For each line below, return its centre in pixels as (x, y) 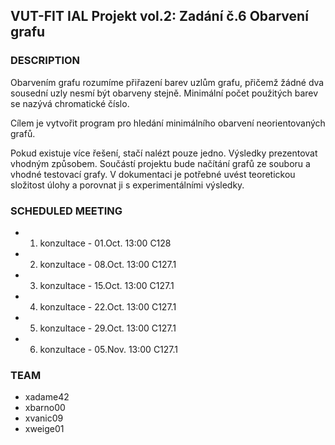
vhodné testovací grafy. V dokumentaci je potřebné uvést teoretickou (153, 174)
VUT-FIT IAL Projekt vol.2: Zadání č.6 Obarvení (159, 16)
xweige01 (44, 429)
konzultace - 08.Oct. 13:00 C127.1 (108, 264)
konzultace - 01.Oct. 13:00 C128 (105, 243)
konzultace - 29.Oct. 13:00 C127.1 (108, 328)
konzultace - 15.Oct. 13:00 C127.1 (107, 285)
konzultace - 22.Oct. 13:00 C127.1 (108, 306)
